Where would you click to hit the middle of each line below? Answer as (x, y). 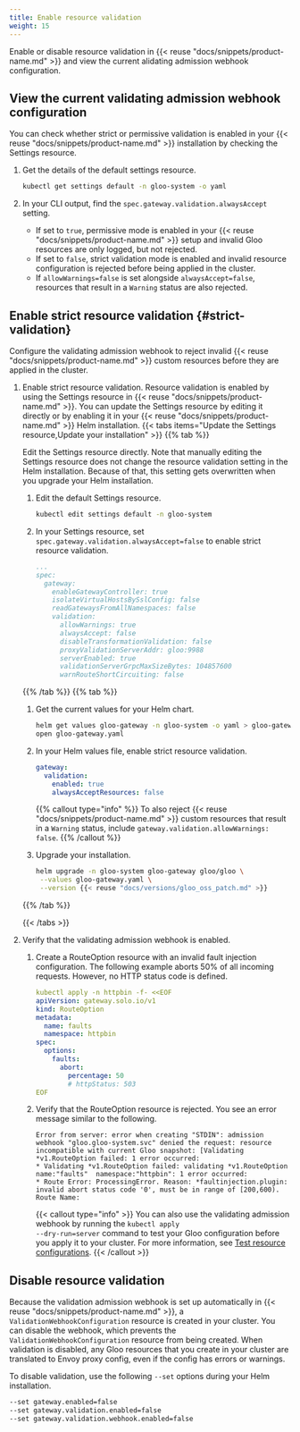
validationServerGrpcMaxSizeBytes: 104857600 (146, 667)
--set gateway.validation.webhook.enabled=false (101, 1419)
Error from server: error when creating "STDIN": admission (150, 1135)
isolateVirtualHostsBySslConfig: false (126, 600)
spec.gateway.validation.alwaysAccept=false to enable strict (148, 541)
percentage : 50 (96, 1075)
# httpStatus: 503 (102, 1084)
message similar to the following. (96, 1119)
